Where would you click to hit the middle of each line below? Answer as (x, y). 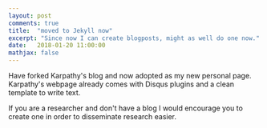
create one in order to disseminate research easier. (93, 116)
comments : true (34, 23)
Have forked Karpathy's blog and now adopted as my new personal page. (130, 76)
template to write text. (44, 92)
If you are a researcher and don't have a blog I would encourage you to (125, 108)
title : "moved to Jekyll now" (61, 30)
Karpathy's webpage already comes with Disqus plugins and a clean (121, 84)
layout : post (30, 16)
